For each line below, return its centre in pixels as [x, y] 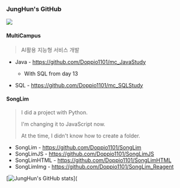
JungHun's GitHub [34, 9]
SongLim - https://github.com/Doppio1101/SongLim [78, 147]
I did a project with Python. [54, 112]
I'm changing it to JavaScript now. [63, 124]
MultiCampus [23, 36]
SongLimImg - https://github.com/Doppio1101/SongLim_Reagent [94, 166]
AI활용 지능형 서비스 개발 [50, 49]
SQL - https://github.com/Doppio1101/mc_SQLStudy [79, 85]
